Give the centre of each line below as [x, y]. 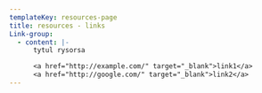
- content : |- [43, 42]
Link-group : [31, 34]
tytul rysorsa [59, 50]
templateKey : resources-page [63, 17]
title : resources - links [57, 26]
